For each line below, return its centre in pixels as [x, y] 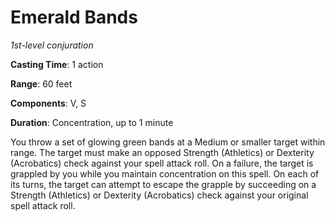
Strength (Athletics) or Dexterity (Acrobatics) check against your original [159, 195]
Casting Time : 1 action [57, 64]
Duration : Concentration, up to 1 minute [92, 122]
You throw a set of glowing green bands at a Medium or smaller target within [168, 142]
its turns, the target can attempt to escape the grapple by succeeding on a [163, 184]
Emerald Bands [74, 17]
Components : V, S [48, 103]
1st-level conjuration [52, 45]
